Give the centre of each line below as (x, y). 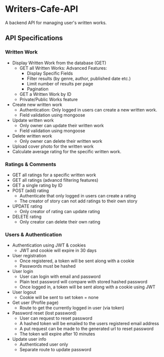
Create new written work (37, 105)
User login (23, 272)
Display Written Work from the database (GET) (59, 63)
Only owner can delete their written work (61, 141)
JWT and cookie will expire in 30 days (58, 250)
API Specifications (34, 38)
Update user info (29, 339)
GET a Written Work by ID (45, 94)
